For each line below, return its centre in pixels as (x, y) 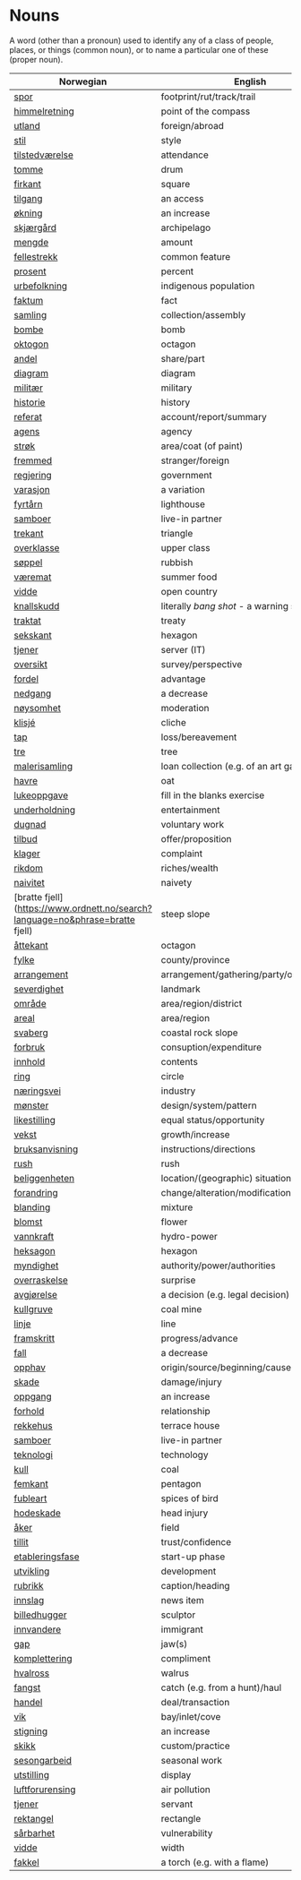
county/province (195, 959)
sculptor (178, 1615)
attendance (185, 155)
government (186, 475)
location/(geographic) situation (226, 1178)
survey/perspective (202, 664)
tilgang (28, 198)
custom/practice (195, 1746)
